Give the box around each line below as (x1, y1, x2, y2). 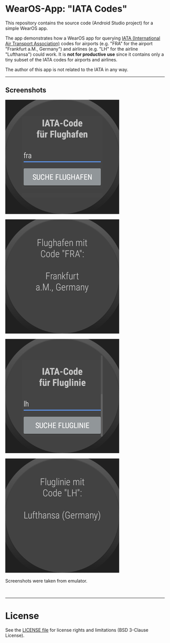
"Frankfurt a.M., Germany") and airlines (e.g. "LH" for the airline (5, 46, 138, 52)
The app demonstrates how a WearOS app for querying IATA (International (5, 35, 160, 41)
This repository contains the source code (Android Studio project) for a (5, 20, 153, 26)
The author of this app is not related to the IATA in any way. (5, 66, 129, 73)
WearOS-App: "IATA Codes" (5, 3, 127, 15)
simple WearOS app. (5, 25, 48, 31)
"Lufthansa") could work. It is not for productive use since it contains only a (5, 51, 164, 57)
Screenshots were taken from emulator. (5, 578, 88, 584)
